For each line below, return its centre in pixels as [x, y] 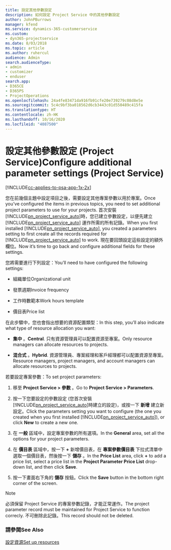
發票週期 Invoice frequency [41, 290]
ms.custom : [17, 34]
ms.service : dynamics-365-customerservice [51, 29]
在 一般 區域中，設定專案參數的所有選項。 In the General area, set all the [89, 433]
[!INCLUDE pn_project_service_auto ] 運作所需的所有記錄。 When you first [82, 223]
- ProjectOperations [27, 96]
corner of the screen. [35, 483]
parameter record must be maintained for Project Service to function [78, 509]
